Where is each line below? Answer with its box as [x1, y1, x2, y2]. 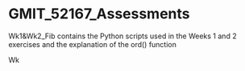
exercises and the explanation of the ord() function [8, 39, 177, 49]
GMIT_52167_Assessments [8, 5, 190, 23]
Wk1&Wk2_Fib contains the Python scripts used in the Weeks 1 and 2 [8, 31, 237, 41]
